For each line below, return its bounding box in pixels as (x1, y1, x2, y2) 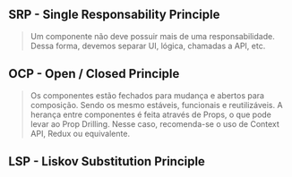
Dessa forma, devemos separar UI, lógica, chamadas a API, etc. (30, 40, 266, 51)
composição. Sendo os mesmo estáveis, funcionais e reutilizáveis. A (30, 99, 283, 110)
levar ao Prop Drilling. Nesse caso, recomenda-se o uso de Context (30, 118, 279, 129)
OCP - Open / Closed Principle (8, 66, 180, 81)
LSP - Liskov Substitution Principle (8, 154, 205, 169)
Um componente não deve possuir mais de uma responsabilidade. (30, 30, 275, 41)
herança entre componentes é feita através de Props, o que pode (30, 109, 272, 120)
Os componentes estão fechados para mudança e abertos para (30, 89, 265, 101)
